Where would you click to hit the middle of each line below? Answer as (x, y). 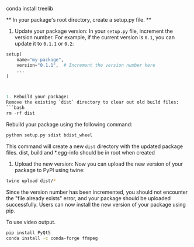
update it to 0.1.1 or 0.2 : (44, 44)
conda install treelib (30, 8)
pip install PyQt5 (28, 233)
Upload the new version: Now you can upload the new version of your (98, 164)
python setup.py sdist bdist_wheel (49, 135)
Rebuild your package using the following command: (69, 124)
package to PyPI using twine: (49, 170)
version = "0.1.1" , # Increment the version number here (86, 65)
